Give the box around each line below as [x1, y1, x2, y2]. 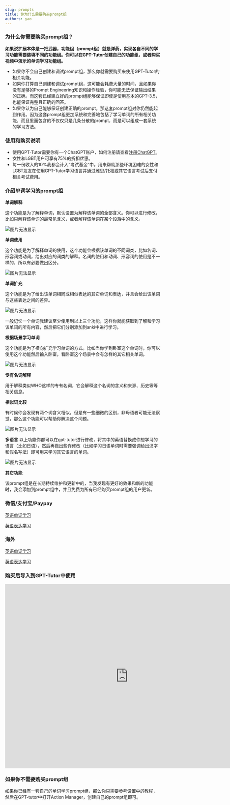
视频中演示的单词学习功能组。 [5, 58, 65, 64]
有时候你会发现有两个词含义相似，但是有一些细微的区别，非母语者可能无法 [5, 410, 156, 416]
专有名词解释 [5, 372, 31, 378]
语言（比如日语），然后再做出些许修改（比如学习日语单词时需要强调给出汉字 [5, 443, 158, 449]
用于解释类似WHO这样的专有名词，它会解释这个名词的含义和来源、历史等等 [5, 383, 158, 388]
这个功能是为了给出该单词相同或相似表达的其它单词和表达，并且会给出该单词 [5, 291, 160, 297]
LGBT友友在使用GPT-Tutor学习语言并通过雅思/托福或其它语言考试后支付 [12, 168, 158, 174]
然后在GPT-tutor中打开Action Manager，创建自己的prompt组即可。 [5, 794, 141, 800]
